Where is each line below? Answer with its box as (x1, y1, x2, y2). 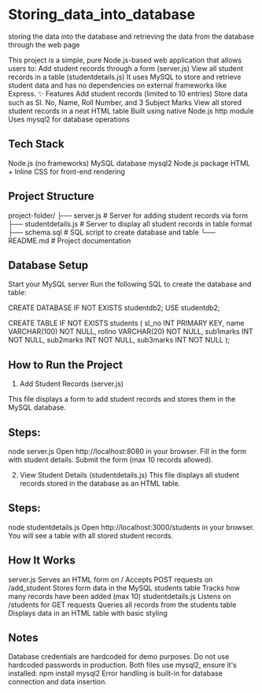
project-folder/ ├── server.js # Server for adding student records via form (8, 211, 249, 220)
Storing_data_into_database (8, 6, 195, 24)
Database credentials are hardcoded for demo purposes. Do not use (8, 652, 230, 661)
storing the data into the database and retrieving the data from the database (8, 32, 254, 41)
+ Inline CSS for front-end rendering (8, 167, 126, 176)
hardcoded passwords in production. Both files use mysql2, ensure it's (8, 661, 238, 670)
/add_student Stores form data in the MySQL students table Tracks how (8, 582, 240, 593)
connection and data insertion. (8, 677, 108, 687)
